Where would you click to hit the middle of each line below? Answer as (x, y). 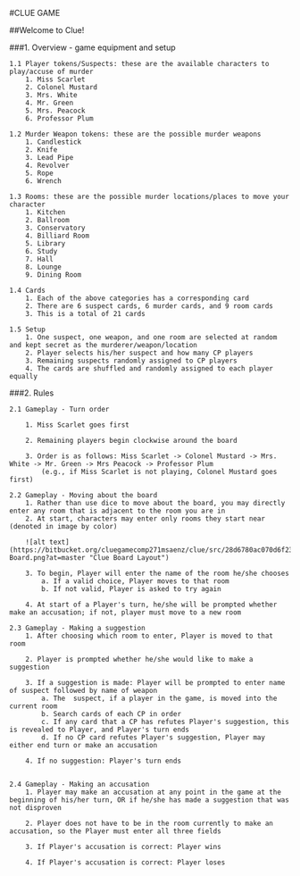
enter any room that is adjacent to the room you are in (117, 511)
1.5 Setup (28, 330)
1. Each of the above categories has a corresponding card (137, 298)
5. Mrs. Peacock (56, 111)
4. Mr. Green (50, 103)
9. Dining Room (54, 275)
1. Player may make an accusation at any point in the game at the (153, 792)
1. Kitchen (46, 213)
